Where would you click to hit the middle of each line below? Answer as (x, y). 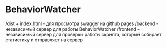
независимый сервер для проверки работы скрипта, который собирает (83, 34)
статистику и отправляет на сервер (44, 40)
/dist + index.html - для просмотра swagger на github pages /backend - (82, 23)
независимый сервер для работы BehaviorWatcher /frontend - (73, 29)
